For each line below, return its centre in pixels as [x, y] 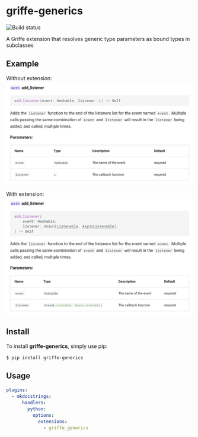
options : [43, 415]
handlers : [34, 403]
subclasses [20, 45]
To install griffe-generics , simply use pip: [57, 346]
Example [23, 64]
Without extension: [29, 78]
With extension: [25, 194]
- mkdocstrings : [31, 397]
